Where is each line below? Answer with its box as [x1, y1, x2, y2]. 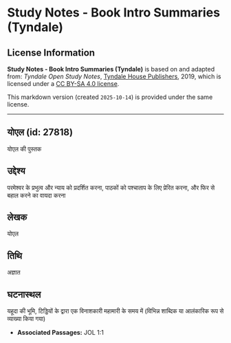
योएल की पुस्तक [7, 144, 42, 153]
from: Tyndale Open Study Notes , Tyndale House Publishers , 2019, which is [7, 72, 221, 80]
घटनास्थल [7, 289, 41, 300]
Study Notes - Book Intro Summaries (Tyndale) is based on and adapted [7, 65, 215, 73]
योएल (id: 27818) [7, 126, 74, 138]
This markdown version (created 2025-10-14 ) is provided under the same [7, 93, 213, 101]
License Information [7, 47, 95, 58]
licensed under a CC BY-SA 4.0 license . [7, 80, 120, 87]
